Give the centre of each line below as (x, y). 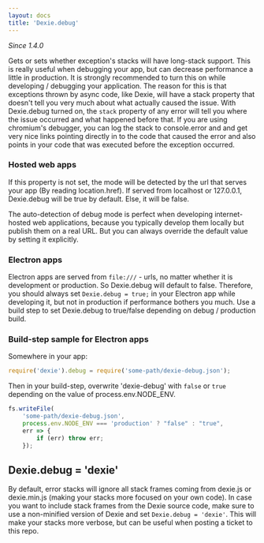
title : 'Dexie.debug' (44, 23)
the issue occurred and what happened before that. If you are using (118, 119)
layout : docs (30, 15)
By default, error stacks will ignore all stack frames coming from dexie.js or (130, 489)
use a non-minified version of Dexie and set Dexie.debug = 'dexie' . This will (132, 515)
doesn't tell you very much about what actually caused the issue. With (122, 103)
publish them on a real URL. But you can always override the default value (128, 230)
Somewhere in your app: (48, 357)
